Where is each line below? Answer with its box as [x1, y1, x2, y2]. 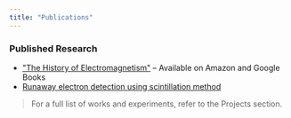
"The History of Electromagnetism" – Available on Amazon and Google [21, 62, 280, 73]
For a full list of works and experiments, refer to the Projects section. [30, 98, 283, 109]
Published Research [9, 42, 98, 54]
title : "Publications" [9, 12, 93, 22]
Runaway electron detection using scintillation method [21, 81, 222, 91]
